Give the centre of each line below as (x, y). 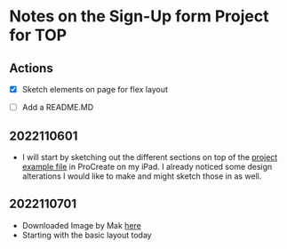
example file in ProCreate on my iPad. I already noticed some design (147, 166)
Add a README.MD (58, 108)
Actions (31, 68)
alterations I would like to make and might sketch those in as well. (142, 176)
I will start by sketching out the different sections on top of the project (150, 157)
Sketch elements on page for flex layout (95, 89)
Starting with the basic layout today (87, 235)
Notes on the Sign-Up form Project (139, 16)
